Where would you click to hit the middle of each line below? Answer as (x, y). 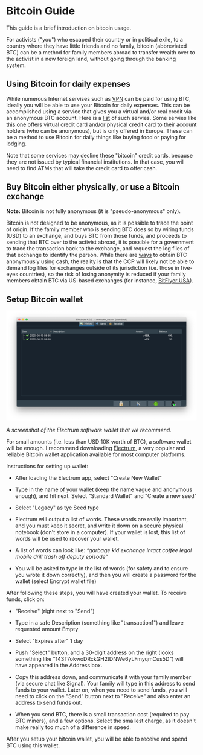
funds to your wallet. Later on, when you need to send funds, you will (101, 690)
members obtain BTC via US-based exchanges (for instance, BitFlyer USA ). (100, 280)
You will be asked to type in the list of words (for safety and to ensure (101, 569)
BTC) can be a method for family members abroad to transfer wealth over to (101, 52)
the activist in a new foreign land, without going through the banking (91, 59)
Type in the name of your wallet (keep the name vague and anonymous (104, 489)
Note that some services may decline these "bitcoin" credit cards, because (100, 155)
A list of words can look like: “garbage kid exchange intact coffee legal (103, 550)
